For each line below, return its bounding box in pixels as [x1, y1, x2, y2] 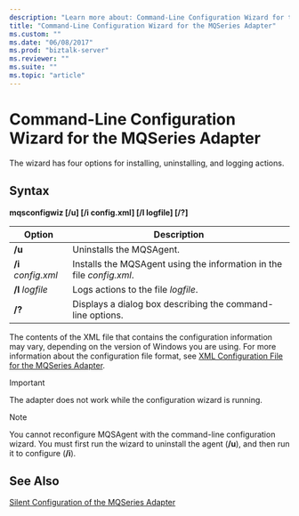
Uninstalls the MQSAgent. [72, 243, 180, 255]
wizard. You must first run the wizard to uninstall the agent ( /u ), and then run [9, 438, 290, 449]
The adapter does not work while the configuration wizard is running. [9, 394, 263, 405]
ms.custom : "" [9, 29, 62, 38]
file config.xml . [72, 269, 134, 281]
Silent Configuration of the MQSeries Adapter [9, 497, 176, 508]
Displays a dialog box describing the [72, 297, 224, 310]
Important [9, 377, 45, 388]
